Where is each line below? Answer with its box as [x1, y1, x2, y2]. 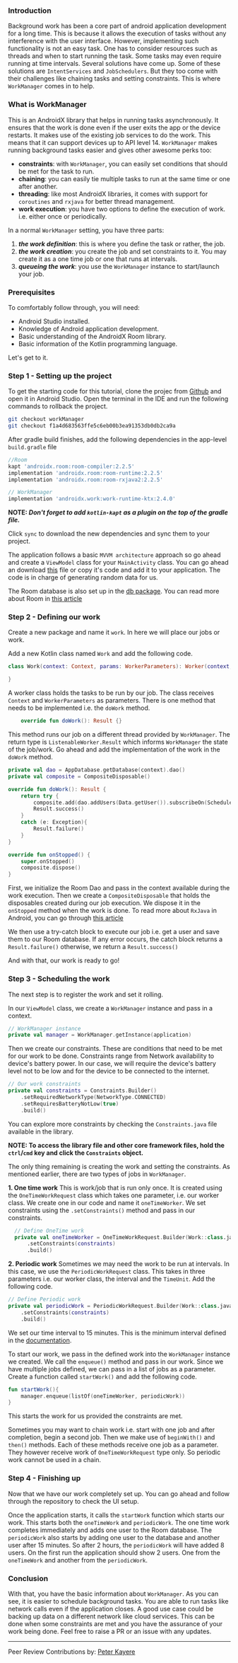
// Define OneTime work [14, 1227, 84, 1234]
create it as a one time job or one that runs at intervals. [18, 254, 178, 263]
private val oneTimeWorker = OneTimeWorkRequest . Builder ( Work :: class [14, 1233, 223, 1241]
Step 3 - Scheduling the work [8, 974, 110, 984]
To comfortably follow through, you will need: [8, 303, 140, 311]
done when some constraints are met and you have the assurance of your [8, 1619, 223, 1628]
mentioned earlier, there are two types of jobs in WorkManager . [8, 1170, 186, 1178]
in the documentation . [8, 1336, 72, 1345]
